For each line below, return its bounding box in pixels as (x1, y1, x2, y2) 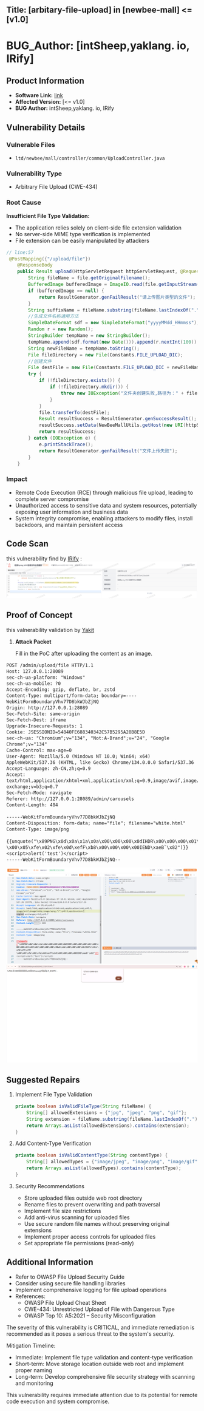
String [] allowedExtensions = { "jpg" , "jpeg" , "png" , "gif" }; (26, 1109, 187, 1116)
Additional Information (6, 1257, 93, 1268)
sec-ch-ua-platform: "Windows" (6, 674, 86, 681)
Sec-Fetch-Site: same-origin (6, 710, 80, 717)
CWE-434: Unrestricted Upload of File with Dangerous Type (24, 1305, 175, 1313)
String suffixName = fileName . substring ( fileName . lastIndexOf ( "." (28, 307, 200, 313)
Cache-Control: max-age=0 (6, 747, 72, 753)
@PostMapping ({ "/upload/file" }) (8, 256, 91, 262)
